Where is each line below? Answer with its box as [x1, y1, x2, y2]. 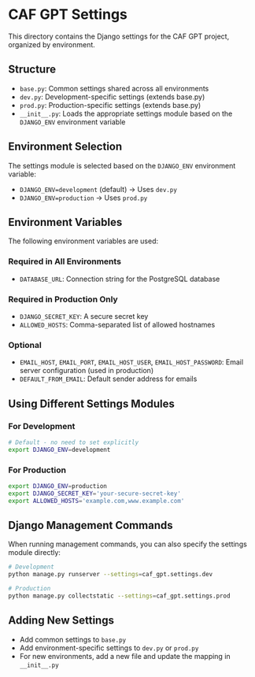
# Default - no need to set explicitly [8, 438, 139, 446]
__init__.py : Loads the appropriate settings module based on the [19, 109, 233, 118]
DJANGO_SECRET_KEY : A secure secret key [19, 311, 149, 320]
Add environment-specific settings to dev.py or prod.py [19, 643, 199, 653]
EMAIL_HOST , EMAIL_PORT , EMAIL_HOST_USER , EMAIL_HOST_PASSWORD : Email [19, 357, 244, 367]
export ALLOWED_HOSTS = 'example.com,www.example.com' [8, 497, 185, 505]
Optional [8, 339, 42, 350]
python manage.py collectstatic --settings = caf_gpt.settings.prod [8, 592, 231, 600]
